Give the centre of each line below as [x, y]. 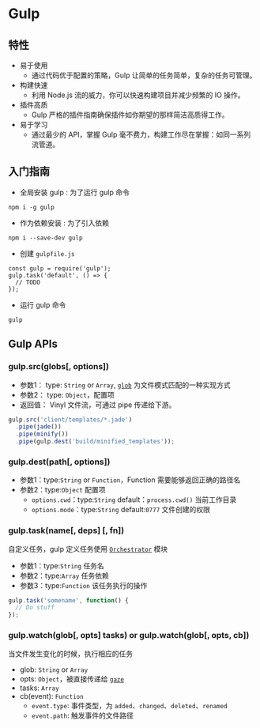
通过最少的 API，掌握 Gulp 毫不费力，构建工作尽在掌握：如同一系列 [141, 134]
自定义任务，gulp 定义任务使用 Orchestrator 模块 [88, 549]
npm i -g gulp [32, 207]
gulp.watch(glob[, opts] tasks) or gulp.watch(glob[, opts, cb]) [129, 636]
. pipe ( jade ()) [38, 427]
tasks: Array [39, 688]
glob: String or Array [54, 670]
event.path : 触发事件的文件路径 [83, 715]
